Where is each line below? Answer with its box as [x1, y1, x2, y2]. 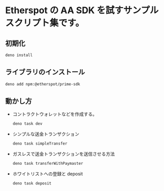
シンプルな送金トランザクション [12, 131, 79, 137]
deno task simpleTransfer [12, 141, 67, 147]
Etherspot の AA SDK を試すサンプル [5, 5, 159, 16]
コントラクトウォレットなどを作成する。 [12, 111, 97, 117]
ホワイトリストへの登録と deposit [12, 171, 83, 177]
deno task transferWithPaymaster [12, 161, 84, 166]
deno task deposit [12, 181, 52, 186]
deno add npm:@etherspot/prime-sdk [5, 81, 80, 86]
